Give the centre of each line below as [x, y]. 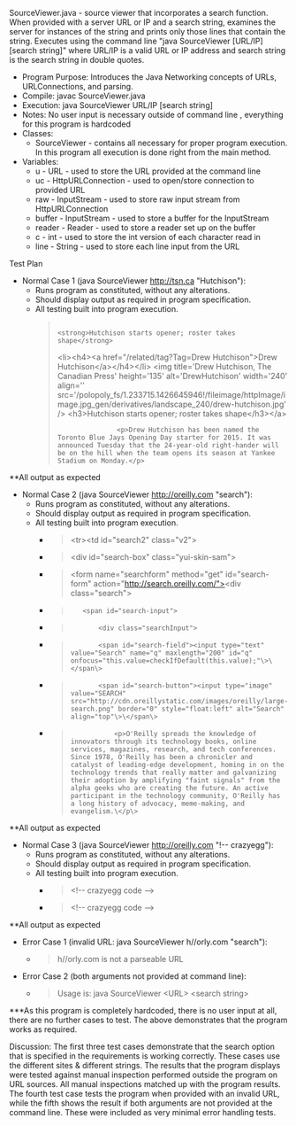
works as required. [43, 1029]
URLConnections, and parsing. [78, 86]
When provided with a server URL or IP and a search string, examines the [143, 22]
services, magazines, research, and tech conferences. [173, 749]
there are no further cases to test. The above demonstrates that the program [148, 1020]
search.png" [92, 709]
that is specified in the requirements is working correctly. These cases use [145, 1056]
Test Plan [26, 264]
